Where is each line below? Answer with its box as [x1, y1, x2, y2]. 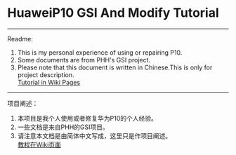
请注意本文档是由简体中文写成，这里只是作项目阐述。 [17, 131, 172, 140]
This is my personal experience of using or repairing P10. [17, 48, 183, 57]
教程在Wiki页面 [17, 140, 62, 149]
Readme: [7, 34, 33, 43]
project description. [17, 70, 75, 79]
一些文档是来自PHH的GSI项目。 [17, 123, 109, 131]
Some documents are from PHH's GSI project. [17, 55, 151, 64]
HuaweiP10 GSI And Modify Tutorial [7, 5, 219, 21]
